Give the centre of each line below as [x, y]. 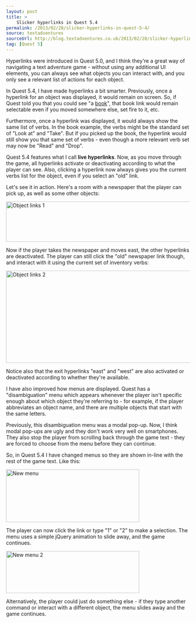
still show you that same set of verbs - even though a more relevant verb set [98, 139]
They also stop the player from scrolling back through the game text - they [95, 437]
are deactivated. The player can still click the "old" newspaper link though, [95, 256]
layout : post [22, 11]
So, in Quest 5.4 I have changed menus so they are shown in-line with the [94, 455]
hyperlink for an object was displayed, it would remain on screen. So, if [91, 97]
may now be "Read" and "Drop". [45, 146]
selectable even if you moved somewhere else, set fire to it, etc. [83, 109]
